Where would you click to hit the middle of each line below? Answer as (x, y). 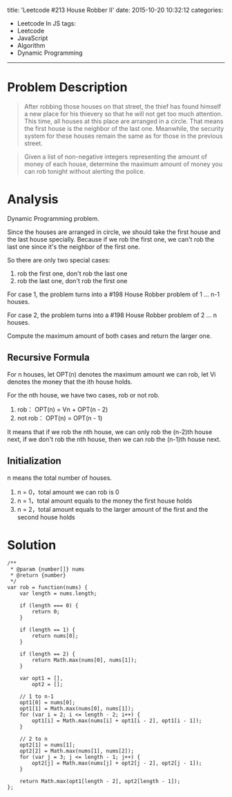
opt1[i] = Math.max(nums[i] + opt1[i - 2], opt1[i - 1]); (117, 721)
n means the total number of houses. (60, 478)
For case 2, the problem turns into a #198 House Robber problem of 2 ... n (112, 315)
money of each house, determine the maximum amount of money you (123, 164)
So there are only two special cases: (59, 260)
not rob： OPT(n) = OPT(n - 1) (60, 418)
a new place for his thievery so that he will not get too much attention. (123, 114)
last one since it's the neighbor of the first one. (74, 247)
